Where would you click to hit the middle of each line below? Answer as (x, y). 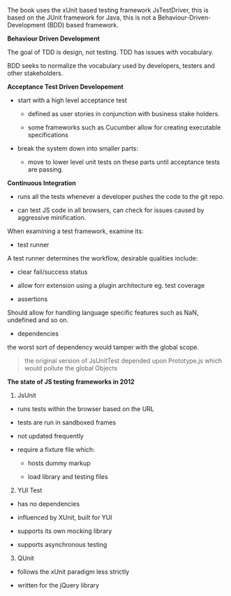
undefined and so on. (38, 320)
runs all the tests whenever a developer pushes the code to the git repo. (121, 196)
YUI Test (30, 490)
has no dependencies (49, 504)
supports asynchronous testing (62, 545)
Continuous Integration (42, 183)
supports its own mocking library (65, 531)
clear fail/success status (52, 272)
